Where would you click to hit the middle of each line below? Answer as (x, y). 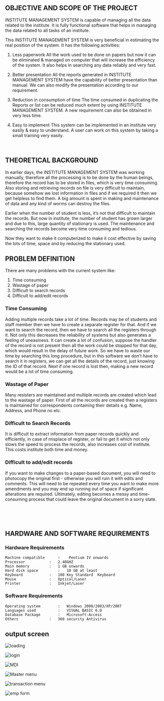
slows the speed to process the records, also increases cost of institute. (78, 445)
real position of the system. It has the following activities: (63, 45)
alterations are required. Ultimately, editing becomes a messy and (72, 494)
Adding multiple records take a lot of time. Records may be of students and (81, 319)
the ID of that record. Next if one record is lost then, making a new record (79, 366)
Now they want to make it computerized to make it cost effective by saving (81, 238)
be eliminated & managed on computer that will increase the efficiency (83, 60)
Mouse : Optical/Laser (46, 579)
